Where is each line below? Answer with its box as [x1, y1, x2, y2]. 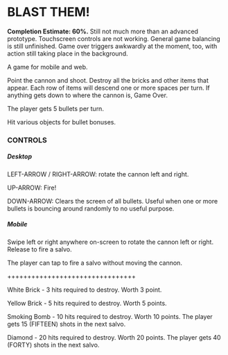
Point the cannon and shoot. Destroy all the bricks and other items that [7, 76, 209, 84]
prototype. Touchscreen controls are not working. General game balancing [7, 34, 220, 42]
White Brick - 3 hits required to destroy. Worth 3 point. [7, 286, 162, 294]
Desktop [7, 152, 33, 160]
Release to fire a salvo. [7, 245, 73, 254]
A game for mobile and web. [7, 63, 88, 71]
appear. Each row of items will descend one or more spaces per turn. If [7, 83, 210, 92]
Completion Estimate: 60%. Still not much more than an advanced [7, 27, 199, 35]
